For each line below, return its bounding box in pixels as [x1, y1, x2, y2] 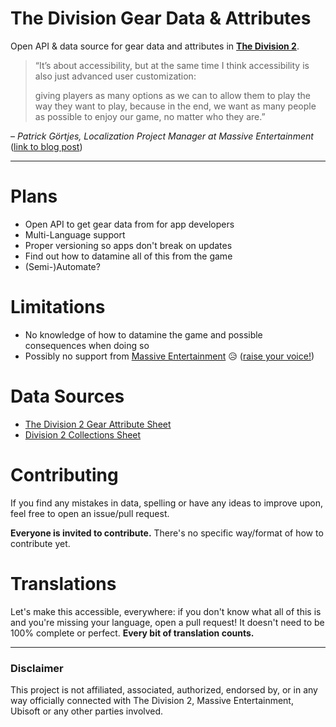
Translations [10, 572, 117, 595]
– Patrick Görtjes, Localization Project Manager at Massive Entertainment [10, 130, 314, 142]
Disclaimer [10, 661, 64, 675]
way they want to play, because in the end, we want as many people [34, 100, 317, 112]
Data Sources [10, 385, 125, 407]
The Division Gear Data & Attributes [10, 7, 312, 30]
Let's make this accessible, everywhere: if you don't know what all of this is [10, 605, 322, 617]
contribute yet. [10, 537, 71, 549]
